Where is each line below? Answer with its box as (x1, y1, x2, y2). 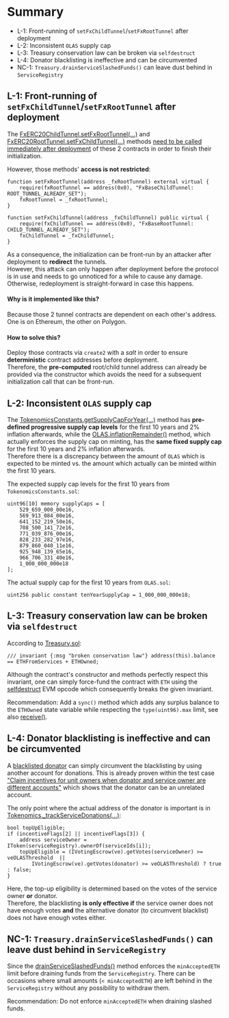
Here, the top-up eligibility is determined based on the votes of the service (7, 884, 217, 893)
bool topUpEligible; (7, 824, 66, 831)
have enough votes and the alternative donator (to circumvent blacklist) (7, 906, 209, 915)
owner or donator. (7, 891, 58, 899)
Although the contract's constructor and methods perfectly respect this (7, 670, 208, 678)
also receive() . (7, 712, 48, 721)
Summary (7, 4, 64, 20)
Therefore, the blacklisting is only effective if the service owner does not (7, 899, 213, 907)
